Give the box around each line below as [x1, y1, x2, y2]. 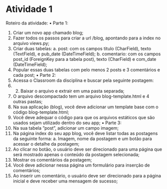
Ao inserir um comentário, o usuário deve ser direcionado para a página [12, 173, 161, 179]
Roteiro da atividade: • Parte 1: [5, 20, 68, 26]
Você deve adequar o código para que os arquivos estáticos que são [12, 114, 155, 120]
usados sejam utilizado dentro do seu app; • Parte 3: [12, 120, 122, 126]
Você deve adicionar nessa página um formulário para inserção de [12, 162, 150, 168]
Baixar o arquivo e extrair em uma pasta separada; [20, 88, 124, 94]
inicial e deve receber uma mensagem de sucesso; [12, 178, 118, 184]
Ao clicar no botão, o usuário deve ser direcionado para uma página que [12, 146, 162, 152]
